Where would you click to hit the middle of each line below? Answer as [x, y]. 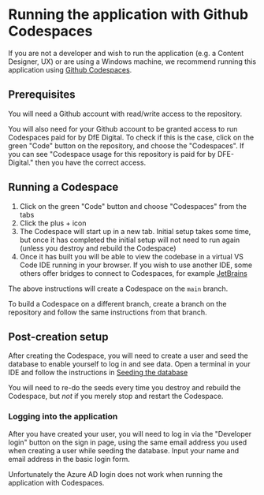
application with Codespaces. [56, 482]
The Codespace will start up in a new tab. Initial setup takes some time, [135, 231]
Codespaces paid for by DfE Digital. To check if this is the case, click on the [131, 137]
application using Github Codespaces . [70, 69]
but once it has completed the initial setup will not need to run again [130, 240]
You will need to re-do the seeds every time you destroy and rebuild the [125, 388]
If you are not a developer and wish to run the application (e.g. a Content [126, 53]
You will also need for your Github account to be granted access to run [123, 128]
